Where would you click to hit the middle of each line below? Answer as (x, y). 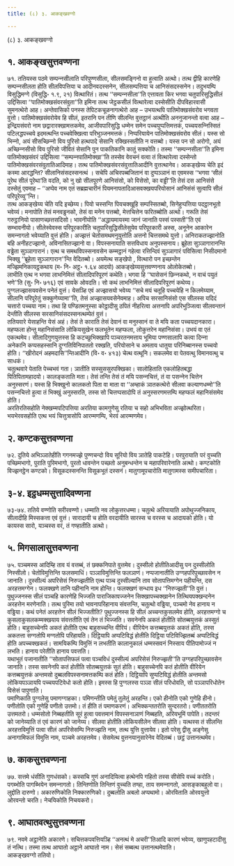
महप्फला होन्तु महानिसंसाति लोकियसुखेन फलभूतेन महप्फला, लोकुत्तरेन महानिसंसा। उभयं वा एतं (109, 330)
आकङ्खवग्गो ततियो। (31, 855)
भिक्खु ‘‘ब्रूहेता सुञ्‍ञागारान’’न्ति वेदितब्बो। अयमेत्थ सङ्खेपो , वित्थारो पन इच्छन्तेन (94, 259)
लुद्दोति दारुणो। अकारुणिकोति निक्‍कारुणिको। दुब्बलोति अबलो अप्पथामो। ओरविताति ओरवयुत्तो (109, 792)
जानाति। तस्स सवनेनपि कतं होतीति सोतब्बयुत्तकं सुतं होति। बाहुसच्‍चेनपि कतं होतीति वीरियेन (106, 667)
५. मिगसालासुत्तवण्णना (43, 548)
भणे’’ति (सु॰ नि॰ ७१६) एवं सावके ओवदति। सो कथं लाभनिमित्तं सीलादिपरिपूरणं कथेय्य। (101, 282)
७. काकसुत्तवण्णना (37, 760)
